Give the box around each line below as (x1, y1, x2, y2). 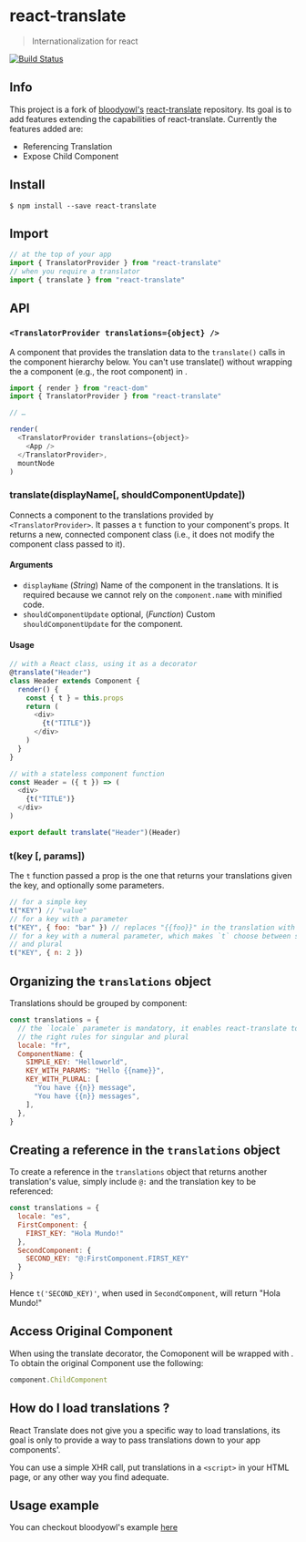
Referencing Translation (22, 140, 113, 151)
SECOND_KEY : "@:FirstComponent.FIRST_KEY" (25, 1254, 189, 1263)
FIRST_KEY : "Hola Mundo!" (25, 1228, 125, 1238)
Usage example (9, 1497, 100, 1513)
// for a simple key (9, 898, 88, 907)
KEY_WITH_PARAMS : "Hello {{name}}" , (25, 1066, 166, 1075)
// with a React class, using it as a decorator (9, 660, 198, 669)
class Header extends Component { (9, 676, 141, 685)
